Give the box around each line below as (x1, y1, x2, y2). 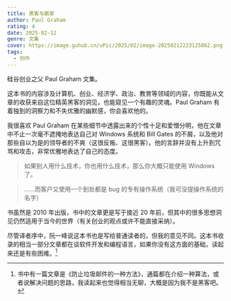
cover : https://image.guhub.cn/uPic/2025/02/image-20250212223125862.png (7, 42, 223, 49)
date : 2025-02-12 (7, 29, 57, 37)
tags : (7, 49, 23, 56)
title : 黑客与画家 (7, 10, 55, 17)
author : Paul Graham (7, 17, 67, 23)
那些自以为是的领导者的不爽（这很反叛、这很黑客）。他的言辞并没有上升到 (7, 138, 215, 147)
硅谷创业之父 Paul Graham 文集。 (7, 74, 102, 83)
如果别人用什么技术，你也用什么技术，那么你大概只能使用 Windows (23, 161, 215, 169)
